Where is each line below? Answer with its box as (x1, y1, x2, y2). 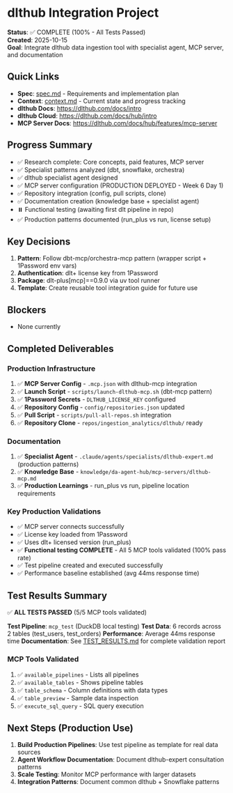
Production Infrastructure (7, 364, 96, 374)
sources (17, 748, 41, 757)
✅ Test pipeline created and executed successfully (17, 561, 163, 569)
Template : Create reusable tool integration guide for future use (17, 284, 198, 292)
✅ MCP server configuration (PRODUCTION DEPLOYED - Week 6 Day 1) (17, 181, 224, 190)
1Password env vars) (17, 261, 77, 270)
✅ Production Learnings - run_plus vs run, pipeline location (17, 482, 189, 490)
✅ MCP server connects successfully (17, 523, 124, 531)
